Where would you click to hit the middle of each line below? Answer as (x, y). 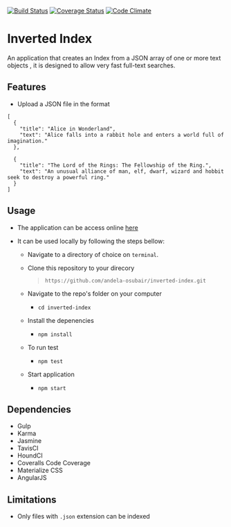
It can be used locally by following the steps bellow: (91, 241)
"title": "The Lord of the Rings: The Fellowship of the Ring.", (116, 165)
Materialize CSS (40, 470)
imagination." (28, 141)
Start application (51, 374)
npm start (52, 388)
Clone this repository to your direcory (81, 268)
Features (27, 87)
